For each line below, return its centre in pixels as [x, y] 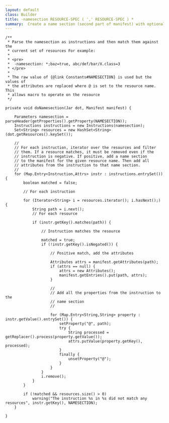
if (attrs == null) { [73, 267]
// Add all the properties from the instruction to [105, 293]
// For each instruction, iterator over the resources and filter [85, 148]
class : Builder [21, 15]
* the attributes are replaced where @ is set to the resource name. [82, 86]
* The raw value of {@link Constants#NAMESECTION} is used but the [79, 77]
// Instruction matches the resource [81, 231]
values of [16, 82]
